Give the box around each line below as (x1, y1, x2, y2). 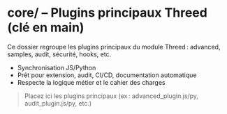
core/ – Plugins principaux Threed (7, 5, 207, 21)
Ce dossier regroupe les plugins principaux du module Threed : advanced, (7, 42, 221, 51)
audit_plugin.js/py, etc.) (24, 99, 92, 107)
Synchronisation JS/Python (17, 63, 96, 72)
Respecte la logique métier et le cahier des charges (17, 78, 166, 86)
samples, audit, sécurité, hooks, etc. (7, 50, 112, 58)
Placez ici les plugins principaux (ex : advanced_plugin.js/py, (24, 92, 199, 100)
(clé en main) (7, 19, 85, 35)
